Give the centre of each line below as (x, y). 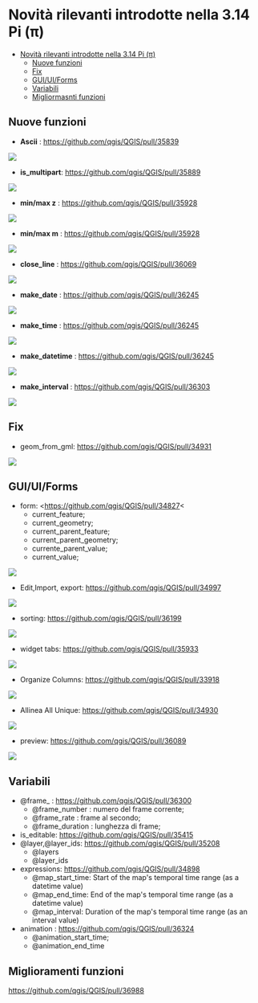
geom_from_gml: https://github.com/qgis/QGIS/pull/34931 (116, 446)
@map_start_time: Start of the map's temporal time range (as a (135, 878)
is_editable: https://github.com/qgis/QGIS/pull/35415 (107, 835)
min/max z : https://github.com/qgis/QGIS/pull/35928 (109, 203)
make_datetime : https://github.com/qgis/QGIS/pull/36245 (117, 356)
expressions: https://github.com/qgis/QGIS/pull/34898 (110, 869)
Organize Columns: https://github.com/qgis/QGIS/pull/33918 (120, 680)
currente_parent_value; (70, 549)
